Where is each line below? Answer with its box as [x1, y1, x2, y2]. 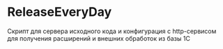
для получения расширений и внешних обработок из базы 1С [7, 34, 190, 42]
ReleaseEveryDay [7, 4, 112, 20]
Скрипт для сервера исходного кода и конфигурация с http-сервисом [7, 27, 217, 35]
